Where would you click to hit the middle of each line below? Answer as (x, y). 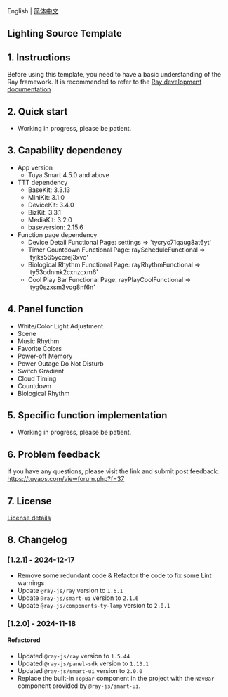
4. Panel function (45, 309)
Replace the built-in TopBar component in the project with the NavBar (116, 678)
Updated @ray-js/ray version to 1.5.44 (74, 656)
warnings (31, 582)
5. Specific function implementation (87, 415)
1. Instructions (39, 57)
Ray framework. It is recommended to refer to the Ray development (105, 82)
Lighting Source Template (65, 33)
